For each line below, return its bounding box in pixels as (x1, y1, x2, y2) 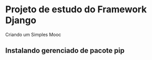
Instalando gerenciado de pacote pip (5, 46, 125, 55)
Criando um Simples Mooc (5, 31, 61, 37)
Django (5, 14, 37, 26)
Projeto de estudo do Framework (5, 4, 147, 15)
